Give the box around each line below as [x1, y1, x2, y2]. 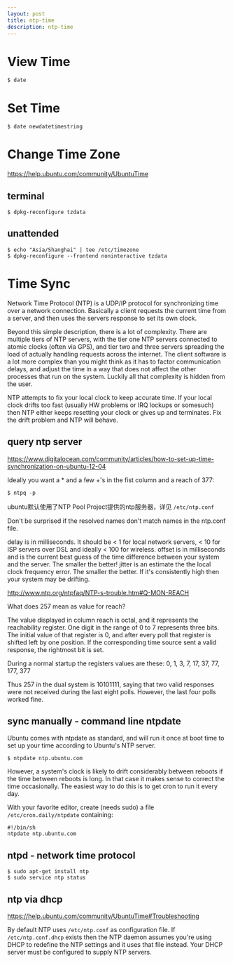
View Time [7, 53, 71, 69]
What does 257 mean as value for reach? [7, 602, 126, 611]
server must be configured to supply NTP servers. [7, 948, 152, 956]
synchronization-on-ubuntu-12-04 [7, 462, 106, 470]
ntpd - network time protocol [7, 849, 136, 861]
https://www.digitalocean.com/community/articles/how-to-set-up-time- [7, 454, 215, 463]
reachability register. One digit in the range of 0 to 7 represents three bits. [7, 623, 219, 632]
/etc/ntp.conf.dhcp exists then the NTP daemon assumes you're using [7, 933, 212, 941]
